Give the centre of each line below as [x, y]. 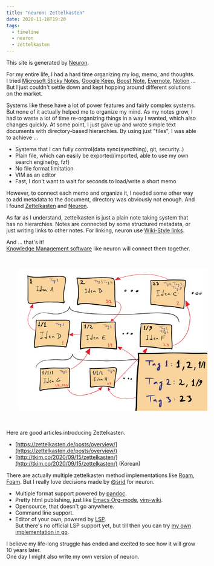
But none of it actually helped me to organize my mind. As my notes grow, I [99, 112]
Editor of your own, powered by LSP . [61, 519]
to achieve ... [22, 137]
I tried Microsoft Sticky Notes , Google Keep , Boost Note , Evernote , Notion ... [101, 81]
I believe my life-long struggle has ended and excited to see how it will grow [101, 544]
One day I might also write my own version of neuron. [73, 557]
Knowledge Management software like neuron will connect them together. [98, 249]
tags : [13, 25]
